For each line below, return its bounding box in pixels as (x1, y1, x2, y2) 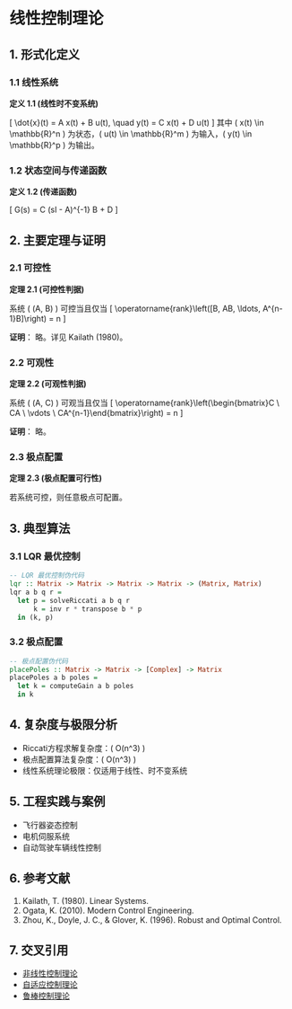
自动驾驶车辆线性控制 (21, 842, 101, 853)
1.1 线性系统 (9, 75, 59, 88)
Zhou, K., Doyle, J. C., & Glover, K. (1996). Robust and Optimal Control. (21, 914, 282, 925)
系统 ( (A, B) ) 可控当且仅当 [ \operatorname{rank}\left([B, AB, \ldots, (9, 303, 262, 314)
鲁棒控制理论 (21, 990, 70, 1002)
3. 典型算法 (9, 520, 71, 535)
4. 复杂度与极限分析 (9, 717, 118, 732)
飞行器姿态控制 (21, 819, 78, 830)
